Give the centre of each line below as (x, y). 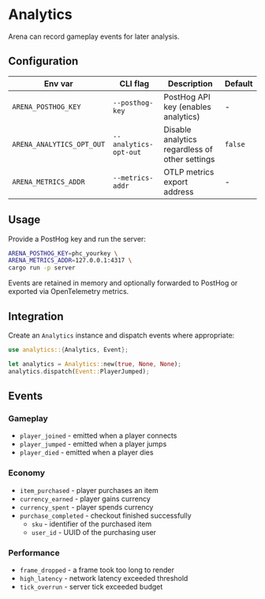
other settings (189, 159)
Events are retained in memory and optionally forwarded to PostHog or (123, 283)
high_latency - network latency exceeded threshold (104, 578)
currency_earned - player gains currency (85, 499)
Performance (34, 552)
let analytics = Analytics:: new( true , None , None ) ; (95, 364)
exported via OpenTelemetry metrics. (69, 292)
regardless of (188, 149)
